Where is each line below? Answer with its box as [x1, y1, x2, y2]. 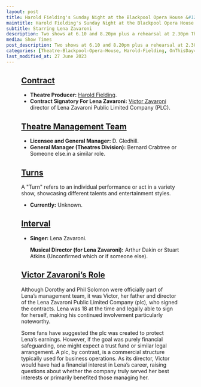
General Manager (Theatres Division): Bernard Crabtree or [29, 144, 177, 151]
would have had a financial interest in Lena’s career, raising [21, 361, 167, 368]
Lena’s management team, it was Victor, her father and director [21, 292, 176, 300]
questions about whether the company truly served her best [21, 367, 169, 374]
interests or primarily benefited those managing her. [21, 374, 150, 381]
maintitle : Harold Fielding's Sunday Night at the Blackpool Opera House [6, 20, 194, 26]
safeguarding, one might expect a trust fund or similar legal [21, 342, 167, 349]
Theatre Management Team [21, 121, 127, 132]
